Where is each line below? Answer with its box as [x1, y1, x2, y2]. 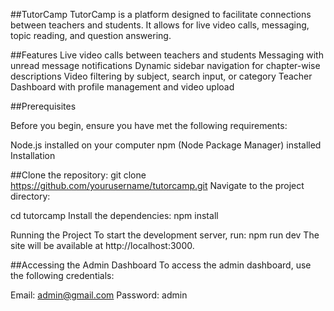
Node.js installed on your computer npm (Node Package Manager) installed [10, 139, 322, 151]
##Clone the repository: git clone [10, 169, 147, 181]
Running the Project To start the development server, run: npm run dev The [10, 229, 320, 241]
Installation [10, 150, 56, 161]
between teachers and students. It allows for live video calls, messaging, [10, 19, 310, 31]
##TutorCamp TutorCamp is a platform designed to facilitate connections [10, 9, 312, 20]
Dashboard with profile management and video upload [10, 81, 235, 93]
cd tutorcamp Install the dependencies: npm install [10, 210, 219, 221]
